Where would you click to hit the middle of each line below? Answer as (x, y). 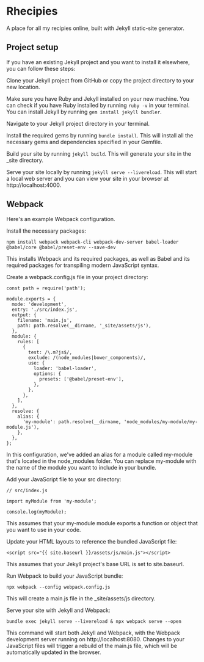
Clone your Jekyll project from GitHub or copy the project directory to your (100, 80)
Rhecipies (32, 11)
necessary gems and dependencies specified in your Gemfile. (84, 142)
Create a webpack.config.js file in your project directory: (77, 277)
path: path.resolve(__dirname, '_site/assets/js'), (84, 326)
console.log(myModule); (37, 512)
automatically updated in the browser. (54, 652)
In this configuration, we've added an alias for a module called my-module (100, 454)
